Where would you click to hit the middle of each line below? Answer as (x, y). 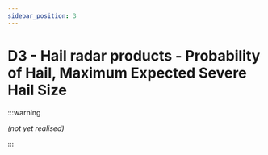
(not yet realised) (36, 128)
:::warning (24, 112)
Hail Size (38, 90)
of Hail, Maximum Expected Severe (127, 73)
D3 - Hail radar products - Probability (134, 55)
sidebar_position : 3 (42, 16)
